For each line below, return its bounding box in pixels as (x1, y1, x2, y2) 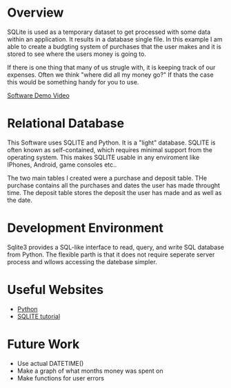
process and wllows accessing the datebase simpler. (7, 257, 157, 266)
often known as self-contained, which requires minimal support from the (7, 145, 212, 154)
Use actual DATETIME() (17, 359, 84, 367)
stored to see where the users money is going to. (7, 50, 147, 58)
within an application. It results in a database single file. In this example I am (7, 35, 223, 43)
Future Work (7, 336, 80, 352)
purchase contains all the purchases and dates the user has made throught (7, 181, 221, 190)
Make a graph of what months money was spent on (17, 367, 163, 375)
